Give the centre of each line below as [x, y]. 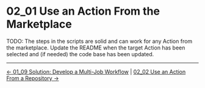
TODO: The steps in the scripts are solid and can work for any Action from [99, 41]
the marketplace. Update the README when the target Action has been [96, 48]
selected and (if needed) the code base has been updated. [80, 54]
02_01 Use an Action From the [83, 11]
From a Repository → [33, 78]
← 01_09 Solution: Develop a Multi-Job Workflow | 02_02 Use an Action [96, 71]
